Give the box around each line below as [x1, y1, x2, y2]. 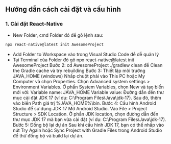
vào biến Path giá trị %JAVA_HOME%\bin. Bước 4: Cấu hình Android [12, 100, 157, 106]
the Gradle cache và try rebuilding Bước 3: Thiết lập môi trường [12, 67, 145, 74]
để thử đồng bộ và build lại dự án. [12, 132, 84, 138]
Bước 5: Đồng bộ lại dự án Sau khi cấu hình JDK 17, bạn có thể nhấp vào [12, 122, 164, 128]
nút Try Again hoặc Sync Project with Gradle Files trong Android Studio [12, 127, 162, 133]
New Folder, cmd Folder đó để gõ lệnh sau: [12, 32, 104, 38]
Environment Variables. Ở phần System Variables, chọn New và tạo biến [12, 84, 164, 90]
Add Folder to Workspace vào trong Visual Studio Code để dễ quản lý [12, 51, 159, 57]
